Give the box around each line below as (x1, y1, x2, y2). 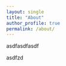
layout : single (6, 8, 44, 15)
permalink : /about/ (6, 25, 55, 32)
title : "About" (6, 15, 44, 21)
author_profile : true (6, 20, 61, 26)
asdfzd (6, 54, 24, 61)
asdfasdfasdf (6, 42, 39, 50)
